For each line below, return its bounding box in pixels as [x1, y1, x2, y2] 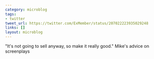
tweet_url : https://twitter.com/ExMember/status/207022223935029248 [5, 20, 149, 26]
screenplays [5, 48, 30, 54]
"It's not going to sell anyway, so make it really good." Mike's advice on [5, 43, 149, 49]
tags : [5, 12, 16, 17]
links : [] [5, 25, 26, 30]
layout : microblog [5, 30, 43, 35]
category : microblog [5, 7, 48, 12]
